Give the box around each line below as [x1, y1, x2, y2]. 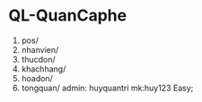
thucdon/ [21, 54, 56, 64]
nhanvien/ [21, 44, 59, 55]
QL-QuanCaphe [8, 5, 127, 26]
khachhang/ [21, 64, 66, 74]
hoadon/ [21, 72, 53, 83]
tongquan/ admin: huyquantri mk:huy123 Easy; [21, 82, 194, 93]
